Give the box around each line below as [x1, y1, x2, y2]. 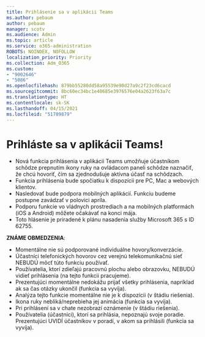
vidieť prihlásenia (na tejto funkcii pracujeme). [15, 272, 132, 280]
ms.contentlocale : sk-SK [6, 100, 70, 106]
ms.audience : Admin [6, 32, 56, 38]
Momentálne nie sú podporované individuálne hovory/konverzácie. [15, 246, 184, 253]
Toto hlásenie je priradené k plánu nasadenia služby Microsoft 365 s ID [15, 216, 195, 223]
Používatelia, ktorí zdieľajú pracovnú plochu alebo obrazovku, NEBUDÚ [15, 266, 195, 273]
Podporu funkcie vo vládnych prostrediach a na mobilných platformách [15, 203, 195, 211]
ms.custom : [6, 65, 34, 72]
